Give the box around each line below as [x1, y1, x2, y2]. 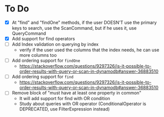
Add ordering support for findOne [11, 58, 80, 64]
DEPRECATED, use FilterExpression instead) [19, 106, 110, 112]
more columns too [19, 52, 57, 58]
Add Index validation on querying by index [11, 41, 99, 47]
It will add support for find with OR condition [19, 96, 111, 102]
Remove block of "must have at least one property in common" [11, 90, 142, 96]
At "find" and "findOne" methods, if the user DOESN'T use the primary [11, 19, 157, 25]
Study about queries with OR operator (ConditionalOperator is [19, 101, 147, 107]
